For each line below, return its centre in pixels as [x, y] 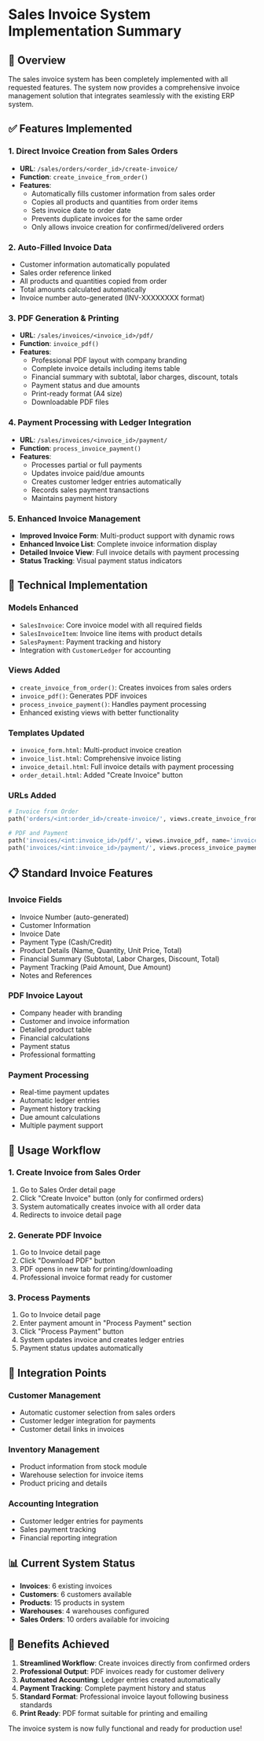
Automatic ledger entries [60, 1101]
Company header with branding [71, 1013]
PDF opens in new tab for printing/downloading [96, 1269]
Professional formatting [57, 1055]
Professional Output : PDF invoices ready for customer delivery [122, 1672]
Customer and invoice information [74, 1021]
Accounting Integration [53, 1504]
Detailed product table [56, 1029]
